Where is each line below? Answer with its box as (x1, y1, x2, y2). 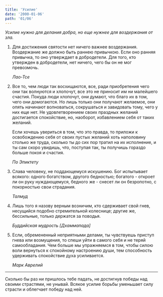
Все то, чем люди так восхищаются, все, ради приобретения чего (12, 84, 149, 89)
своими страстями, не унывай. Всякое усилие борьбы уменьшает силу (5, 281, 154, 287)
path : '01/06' (5, 16, 34, 21)
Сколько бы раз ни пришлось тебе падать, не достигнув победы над (5, 276, 148, 282)
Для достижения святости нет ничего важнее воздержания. (12, 44, 138, 50)
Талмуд (12, 193, 28, 199)
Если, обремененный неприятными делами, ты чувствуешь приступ (12, 232, 154, 238)
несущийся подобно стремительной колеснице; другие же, (12, 208, 136, 214)
